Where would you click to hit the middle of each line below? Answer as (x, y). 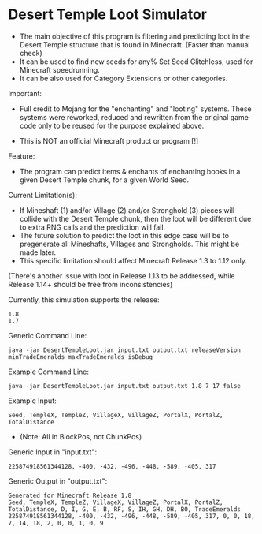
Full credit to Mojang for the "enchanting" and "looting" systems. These (135, 109)
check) (31, 53)
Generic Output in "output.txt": (58, 481)
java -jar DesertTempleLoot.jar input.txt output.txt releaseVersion (125, 350)
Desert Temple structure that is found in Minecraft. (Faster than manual (135, 44)
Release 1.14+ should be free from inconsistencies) (90, 284)
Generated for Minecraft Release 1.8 (70, 495)
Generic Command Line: (48, 335)
